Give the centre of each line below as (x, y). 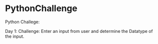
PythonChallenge (41, 8)
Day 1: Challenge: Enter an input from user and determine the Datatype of (79, 31)
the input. (15, 36)
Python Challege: (23, 22)
